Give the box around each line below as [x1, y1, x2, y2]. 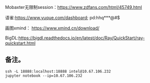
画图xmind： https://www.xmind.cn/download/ [5, 25, 100, 31]
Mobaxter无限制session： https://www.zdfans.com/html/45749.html [5, 4, 142, 10]
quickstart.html [5, 40, 36, 46]
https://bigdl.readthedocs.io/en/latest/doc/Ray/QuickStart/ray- [18, 35, 145, 41]
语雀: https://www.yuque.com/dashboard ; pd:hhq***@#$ [5, 15, 120, 21]
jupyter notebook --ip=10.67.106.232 [5, 73, 83, 78]
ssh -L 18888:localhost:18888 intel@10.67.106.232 [5, 69, 111, 74]
